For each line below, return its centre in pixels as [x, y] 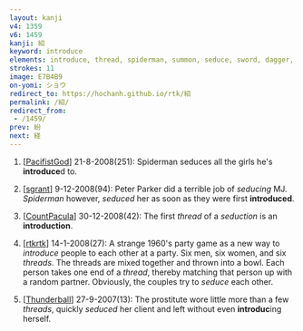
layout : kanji [36, 18]
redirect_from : [38, 111]
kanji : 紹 [27, 43]
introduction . [48, 225]
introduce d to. [49, 171]
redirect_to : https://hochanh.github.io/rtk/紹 [100, 93]
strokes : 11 [32, 69]
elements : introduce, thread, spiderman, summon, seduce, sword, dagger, [152, 60]
